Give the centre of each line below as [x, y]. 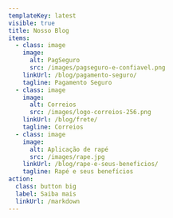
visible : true [32, 23]
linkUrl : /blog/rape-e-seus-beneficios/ [90, 164]
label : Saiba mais [46, 194]
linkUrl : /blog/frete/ [60, 120]
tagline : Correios [53, 127]
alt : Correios [53, 105]
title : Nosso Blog [39, 30]
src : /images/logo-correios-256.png [90, 113]
